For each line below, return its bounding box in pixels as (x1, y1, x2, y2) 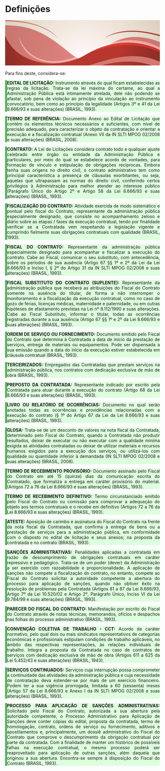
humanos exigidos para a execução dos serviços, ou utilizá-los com (7, 448, 160, 454)
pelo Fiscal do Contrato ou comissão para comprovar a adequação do (7, 499, 160, 505)
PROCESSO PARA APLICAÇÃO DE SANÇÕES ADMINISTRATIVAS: (7, 703, 160, 709)
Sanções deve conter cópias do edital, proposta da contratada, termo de (7, 719, 160, 725)
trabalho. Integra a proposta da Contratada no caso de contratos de (7, 647, 160, 653)
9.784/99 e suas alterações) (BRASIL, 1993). (7, 596, 97, 602)
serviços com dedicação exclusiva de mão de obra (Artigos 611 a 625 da (7, 652, 160, 658)
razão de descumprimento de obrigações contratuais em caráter (7, 554, 160, 560)
